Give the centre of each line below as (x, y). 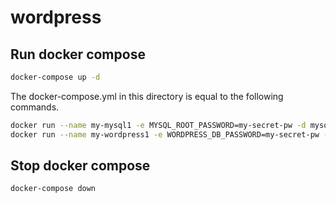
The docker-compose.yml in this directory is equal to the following (147, 96)
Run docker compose (78, 54)
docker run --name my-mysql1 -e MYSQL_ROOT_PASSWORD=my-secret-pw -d (158, 125)
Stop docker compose (80, 166)
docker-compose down (53, 189)
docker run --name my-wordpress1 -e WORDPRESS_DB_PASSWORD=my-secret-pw (165, 134)
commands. (35, 107)
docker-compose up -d (55, 77)
